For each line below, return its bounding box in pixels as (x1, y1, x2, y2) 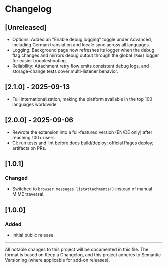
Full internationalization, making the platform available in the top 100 (12, 96, 153, 102)
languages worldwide (12, 101, 57, 107)
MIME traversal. (12, 191, 45, 197)
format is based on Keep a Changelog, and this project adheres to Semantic (5, 252, 161, 258)
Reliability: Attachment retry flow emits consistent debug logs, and (12, 63, 149, 69)
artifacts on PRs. (12, 145, 46, 151)
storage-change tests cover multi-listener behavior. (12, 68, 119, 74)
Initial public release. (12, 232, 55, 238)
